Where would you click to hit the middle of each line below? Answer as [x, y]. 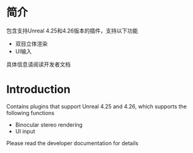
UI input [25, 131]
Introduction [38, 90]
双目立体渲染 [31, 43]
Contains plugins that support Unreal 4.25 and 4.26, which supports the [97, 106]
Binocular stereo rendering [49, 125]
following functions [31, 113]
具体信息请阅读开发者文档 [38, 64]
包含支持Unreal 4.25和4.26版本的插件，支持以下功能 [72, 31]
